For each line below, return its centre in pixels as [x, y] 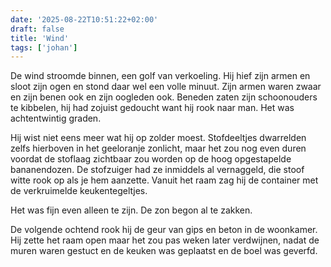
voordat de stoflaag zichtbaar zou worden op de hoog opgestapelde [151, 159]
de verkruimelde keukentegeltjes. [79, 191]
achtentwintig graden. [56, 118]
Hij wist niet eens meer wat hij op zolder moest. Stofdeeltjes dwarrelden [158, 138]
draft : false [37, 29]
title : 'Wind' [40, 38]
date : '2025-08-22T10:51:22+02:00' [84, 19]
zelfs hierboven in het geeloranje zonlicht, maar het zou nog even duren [158, 148]
